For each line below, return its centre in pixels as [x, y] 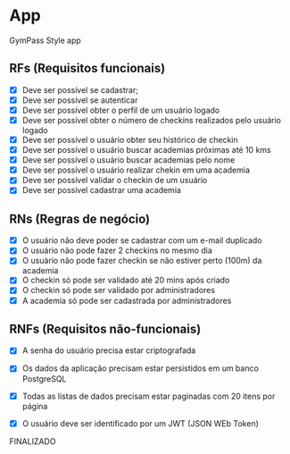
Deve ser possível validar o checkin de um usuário [115, 181]
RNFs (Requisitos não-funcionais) [105, 328]
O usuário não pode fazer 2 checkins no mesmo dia [117, 250]
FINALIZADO [33, 441]
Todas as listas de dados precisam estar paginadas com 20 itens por [149, 396]
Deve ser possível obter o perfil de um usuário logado [121, 110]
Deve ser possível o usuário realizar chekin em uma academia [136, 170]
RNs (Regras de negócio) [79, 219]
